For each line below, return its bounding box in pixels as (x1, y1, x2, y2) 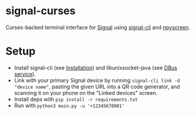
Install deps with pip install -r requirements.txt (14, 95, 138, 103)
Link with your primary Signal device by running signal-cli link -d (14, 76, 180, 84)
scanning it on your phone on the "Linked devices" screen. (14, 89, 158, 96)
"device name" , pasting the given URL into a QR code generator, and (14, 83, 180, 90)
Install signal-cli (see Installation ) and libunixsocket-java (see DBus (14, 64, 178, 71)
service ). (14, 70, 36, 78)
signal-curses (5, 4, 76, 18)
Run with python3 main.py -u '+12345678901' (14, 102, 125, 109)
